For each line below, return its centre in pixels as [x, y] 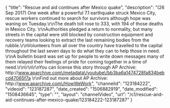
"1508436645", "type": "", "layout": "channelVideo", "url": [66, 94]
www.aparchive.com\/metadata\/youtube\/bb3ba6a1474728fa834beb [91, 73]
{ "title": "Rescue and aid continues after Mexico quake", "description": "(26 [85, 7]
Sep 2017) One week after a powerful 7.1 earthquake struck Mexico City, [81, 13]
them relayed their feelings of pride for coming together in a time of [76, 62]
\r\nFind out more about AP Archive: [70, 78]
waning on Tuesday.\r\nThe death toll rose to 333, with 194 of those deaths [84, 24]
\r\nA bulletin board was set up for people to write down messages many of [85, 56]
